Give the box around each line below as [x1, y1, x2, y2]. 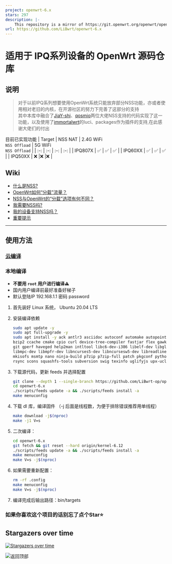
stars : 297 [5, 12, 29, 17]
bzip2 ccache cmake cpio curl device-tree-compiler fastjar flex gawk [12, 340, 167, 345]
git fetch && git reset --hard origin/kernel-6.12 [12, 443, 123, 448]
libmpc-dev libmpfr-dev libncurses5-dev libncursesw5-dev [12, 349, 139, 354]
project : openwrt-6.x [5, 7, 52, 13]
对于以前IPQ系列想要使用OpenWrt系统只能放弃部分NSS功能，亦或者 [17, 100, 161, 106]
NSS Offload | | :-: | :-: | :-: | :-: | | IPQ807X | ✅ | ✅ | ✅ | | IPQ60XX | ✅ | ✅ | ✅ [5, 147, 166, 154]
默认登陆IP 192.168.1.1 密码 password [12, 293, 90, 299]
